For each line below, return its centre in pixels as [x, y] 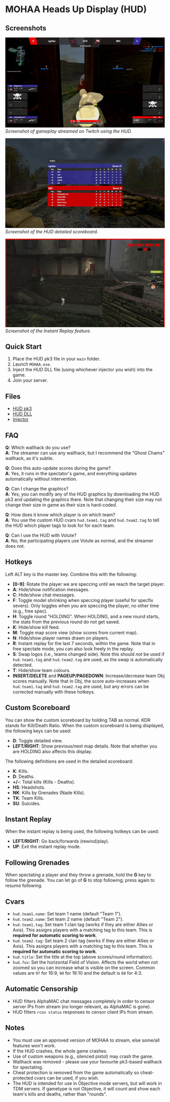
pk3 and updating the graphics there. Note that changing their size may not [83, 500]
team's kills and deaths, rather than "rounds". [60, 1094]
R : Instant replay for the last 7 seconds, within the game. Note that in [84, 643]
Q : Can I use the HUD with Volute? [41, 536]
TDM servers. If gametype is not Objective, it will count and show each [86, 1088]
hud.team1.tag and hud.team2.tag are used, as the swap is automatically [88, 659]
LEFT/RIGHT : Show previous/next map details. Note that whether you [85, 746]
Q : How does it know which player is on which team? [60, 515]
